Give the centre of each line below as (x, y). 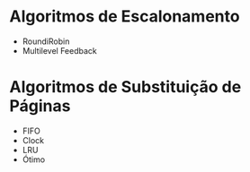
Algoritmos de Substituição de (125, 87)
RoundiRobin (46, 41)
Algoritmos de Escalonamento (125, 17)
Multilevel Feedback (59, 50)
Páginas (40, 106)
